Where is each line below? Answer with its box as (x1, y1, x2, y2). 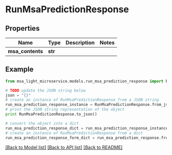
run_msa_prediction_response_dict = (5, 125, 83, 131)
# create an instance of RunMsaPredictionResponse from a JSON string (5, 97, 159, 103)
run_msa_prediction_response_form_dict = (5, 135, 95, 140)
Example (5, 65, 34, 74)
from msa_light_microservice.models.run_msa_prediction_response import (5, 78, 164, 84)
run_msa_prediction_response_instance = (5, 102, 93, 107)
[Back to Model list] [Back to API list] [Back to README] (5, 144, 123, 150)
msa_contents (8, 48, 44, 55)
